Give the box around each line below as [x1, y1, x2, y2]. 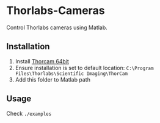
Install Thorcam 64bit [15, 57, 69, 65]
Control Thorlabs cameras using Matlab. [6, 24, 108, 31]
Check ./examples [6, 110, 52, 117]
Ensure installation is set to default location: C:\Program [15, 64, 154, 71]
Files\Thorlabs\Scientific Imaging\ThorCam [15, 71, 128, 77]
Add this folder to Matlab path [15, 76, 90, 83]
